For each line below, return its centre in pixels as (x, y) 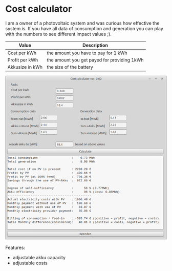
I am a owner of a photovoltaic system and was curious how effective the (82, 23)
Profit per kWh (23, 60)
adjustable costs (30, 263)
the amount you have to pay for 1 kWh (87, 53)
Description (95, 45)
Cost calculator (39, 9)
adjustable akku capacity (39, 257)
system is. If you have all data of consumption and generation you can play (84, 28)
